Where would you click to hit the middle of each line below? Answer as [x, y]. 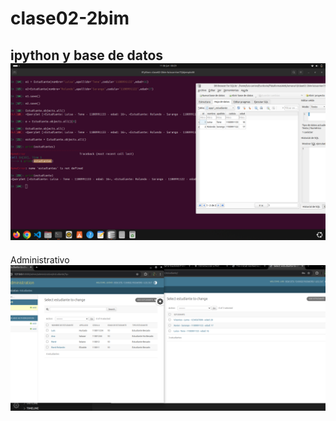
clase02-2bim [70, 18]
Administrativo [40, 259]
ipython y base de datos [87, 55]
